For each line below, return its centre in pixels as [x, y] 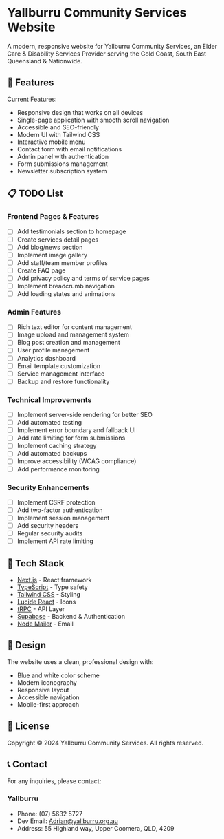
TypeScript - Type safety [52, 587]
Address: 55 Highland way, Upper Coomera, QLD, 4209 [96, 828]
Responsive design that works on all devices [80, 112]
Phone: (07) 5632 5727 [50, 814]
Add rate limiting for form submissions [71, 438]
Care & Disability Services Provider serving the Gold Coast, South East [107, 54]
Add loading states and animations [66, 293]
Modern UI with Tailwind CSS [58, 134]
